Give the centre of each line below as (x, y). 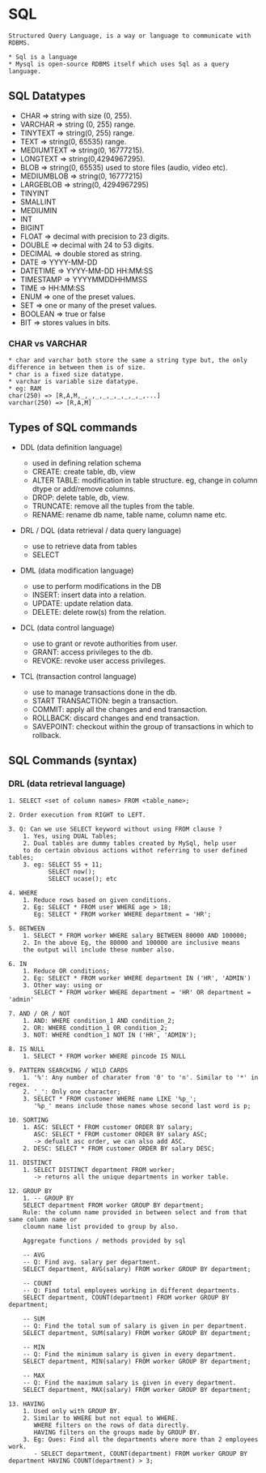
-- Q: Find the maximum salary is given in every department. (130, 1383)
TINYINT (34, 193)
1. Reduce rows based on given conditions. (97, 900)
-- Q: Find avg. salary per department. (92, 1262)
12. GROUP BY (30, 1191)
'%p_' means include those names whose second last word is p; (142, 1106)
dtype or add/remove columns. (84, 488)
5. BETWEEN (27, 928)
